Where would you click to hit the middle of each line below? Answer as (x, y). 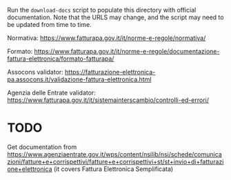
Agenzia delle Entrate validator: (52, 93)
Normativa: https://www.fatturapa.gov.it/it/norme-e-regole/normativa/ (107, 38)
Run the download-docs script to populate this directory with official (102, 10)
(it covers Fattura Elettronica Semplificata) (114, 169)
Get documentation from (42, 147)
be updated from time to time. (49, 24)
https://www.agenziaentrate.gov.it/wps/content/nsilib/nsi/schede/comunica (114, 154)
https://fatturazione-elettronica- (110, 72)
